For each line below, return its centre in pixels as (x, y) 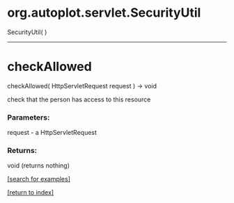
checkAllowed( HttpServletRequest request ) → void (82, 86)
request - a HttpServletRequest (52, 133)
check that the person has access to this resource (79, 99)
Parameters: (29, 117)
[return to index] (31, 193)
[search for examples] (39, 179)
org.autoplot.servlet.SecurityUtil (104, 13)
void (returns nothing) (39, 165)
